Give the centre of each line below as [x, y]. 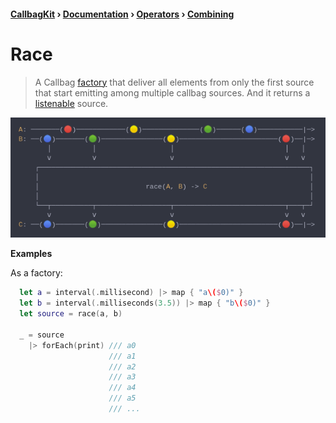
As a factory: [36, 273]
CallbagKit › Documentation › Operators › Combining [122, 14]
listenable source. [71, 103]
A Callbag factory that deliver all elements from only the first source [174, 82]
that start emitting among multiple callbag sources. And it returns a [172, 92]
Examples [31, 254]
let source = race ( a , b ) [71, 314]
